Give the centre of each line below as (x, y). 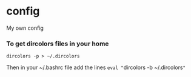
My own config (25, 28)
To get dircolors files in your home (58, 44)
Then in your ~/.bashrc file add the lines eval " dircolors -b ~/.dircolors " (96, 67)
